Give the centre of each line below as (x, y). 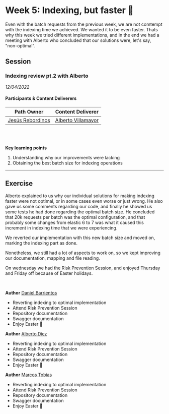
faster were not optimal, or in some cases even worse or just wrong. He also (84, 201)
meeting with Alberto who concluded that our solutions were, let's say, (78, 40)
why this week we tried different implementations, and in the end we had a (82, 35)
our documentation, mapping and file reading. (53, 258)
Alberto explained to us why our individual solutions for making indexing (80, 196)
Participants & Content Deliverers (41, 98)
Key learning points (26, 148)
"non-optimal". (20, 45)
